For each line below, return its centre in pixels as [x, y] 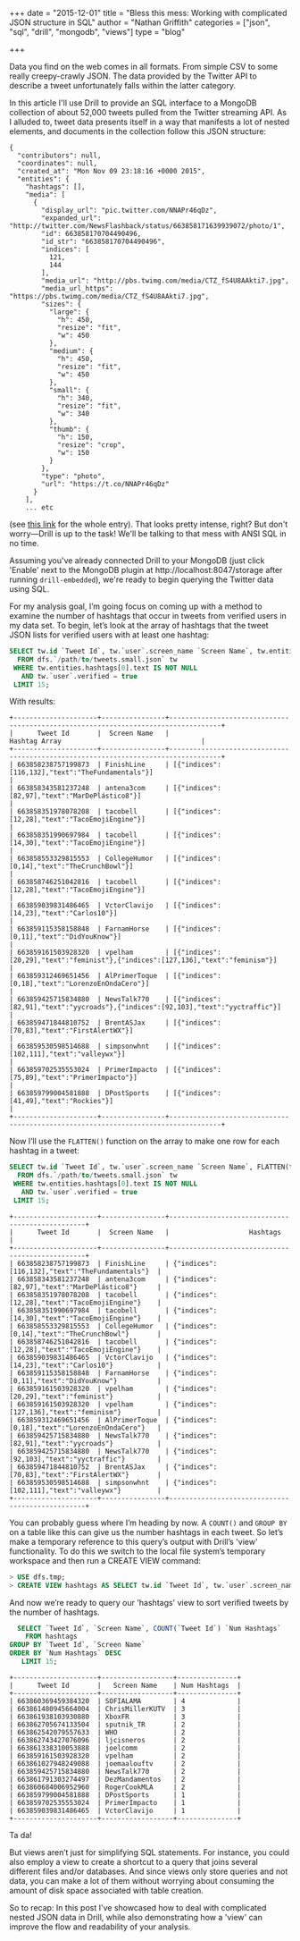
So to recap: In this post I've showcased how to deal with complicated [138, 1907]
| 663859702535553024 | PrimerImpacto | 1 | [125, 1802]
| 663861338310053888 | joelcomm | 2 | [125, 1748]
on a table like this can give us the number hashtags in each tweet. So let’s [146, 1532]
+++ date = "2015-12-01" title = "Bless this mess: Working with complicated [148, 13]
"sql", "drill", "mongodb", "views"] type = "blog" [97, 32]
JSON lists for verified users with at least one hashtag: [109, 635]
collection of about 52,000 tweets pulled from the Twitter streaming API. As [148, 112]
